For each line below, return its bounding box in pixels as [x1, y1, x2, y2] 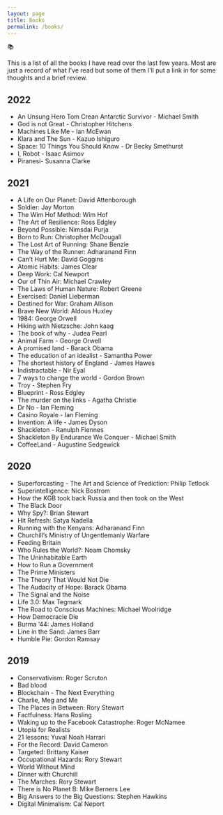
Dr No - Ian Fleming [17, 403, 75, 412]
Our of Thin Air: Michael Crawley [17, 277, 111, 285]
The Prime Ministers [17, 568, 75, 576]
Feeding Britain [17, 538, 61, 546]
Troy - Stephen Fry [17, 381, 72, 389]
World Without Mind [17, 762, 75, 771]
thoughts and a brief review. [7, 74, 88, 82]
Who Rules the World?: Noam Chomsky [17, 546, 131, 554]
